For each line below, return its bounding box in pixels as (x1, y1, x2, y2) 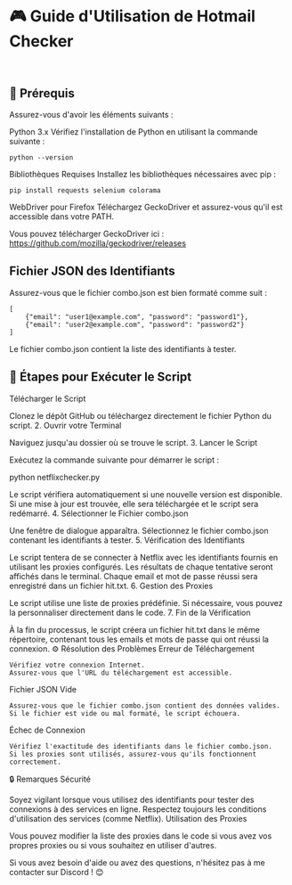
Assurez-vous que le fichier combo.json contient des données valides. (9, 701, 280, 710)
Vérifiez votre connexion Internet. (9, 660, 145, 669)
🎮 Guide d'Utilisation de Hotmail (9, 6, 256, 27)
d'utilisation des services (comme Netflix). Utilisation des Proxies (9, 813, 247, 824)
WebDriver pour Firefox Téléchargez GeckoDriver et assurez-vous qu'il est (9, 201, 283, 212)
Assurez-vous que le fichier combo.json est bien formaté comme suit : (9, 287, 267, 298)
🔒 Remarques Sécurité (9, 774, 92, 784)
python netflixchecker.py (9, 471, 101, 482)
